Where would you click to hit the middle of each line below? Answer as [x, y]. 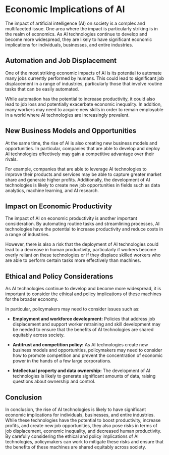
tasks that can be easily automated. [42, 89]
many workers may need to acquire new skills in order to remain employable [84, 109]
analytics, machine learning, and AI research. [52, 190]
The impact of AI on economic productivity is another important [71, 218]
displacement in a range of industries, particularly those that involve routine [84, 83]
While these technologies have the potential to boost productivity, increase [83, 420]
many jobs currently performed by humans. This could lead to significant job [85, 78]
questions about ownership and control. [54, 381]
